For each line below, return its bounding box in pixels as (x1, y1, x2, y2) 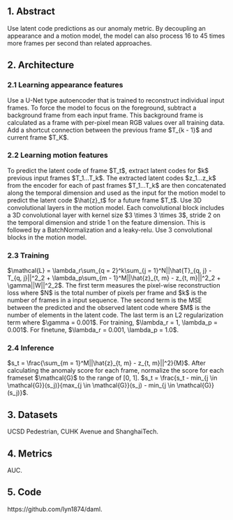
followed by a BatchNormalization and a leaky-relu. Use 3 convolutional (7, 225, 213, 234)
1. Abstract (7, 6, 56, 17)
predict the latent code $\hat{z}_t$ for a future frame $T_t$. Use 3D (7, 195, 202, 205)
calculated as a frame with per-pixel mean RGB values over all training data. (7, 118, 225, 126)
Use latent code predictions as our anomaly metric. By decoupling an (7, 24, 206, 32)
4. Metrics (7, 447, 53, 459)
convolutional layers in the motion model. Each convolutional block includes (7, 203, 225, 211)
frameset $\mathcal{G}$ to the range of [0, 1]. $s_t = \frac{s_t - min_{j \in (7, 373, 218, 382)
